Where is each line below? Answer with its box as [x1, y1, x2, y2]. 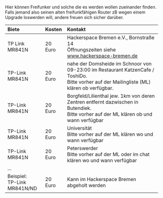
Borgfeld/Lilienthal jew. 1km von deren [67, 92, 155, 99]
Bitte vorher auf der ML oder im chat [67, 151, 150, 158]
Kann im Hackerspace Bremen [67, 176, 136, 182]
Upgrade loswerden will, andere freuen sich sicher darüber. [5, 15, 124, 20]
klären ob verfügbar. [67, 85, 114, 91]
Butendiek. [67, 105, 92, 111]
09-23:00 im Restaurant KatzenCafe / [67, 67, 154, 73]
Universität [67, 125, 92, 131]
